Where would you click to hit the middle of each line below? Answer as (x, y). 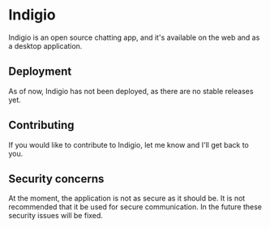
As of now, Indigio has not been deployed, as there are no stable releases (131, 91)
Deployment (40, 72)
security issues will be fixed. (56, 216)
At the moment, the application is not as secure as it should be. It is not (127, 198)
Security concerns (56, 179)
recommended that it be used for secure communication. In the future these (135, 207)
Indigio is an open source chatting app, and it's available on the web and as (134, 37)
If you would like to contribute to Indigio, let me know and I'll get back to (129, 144)
